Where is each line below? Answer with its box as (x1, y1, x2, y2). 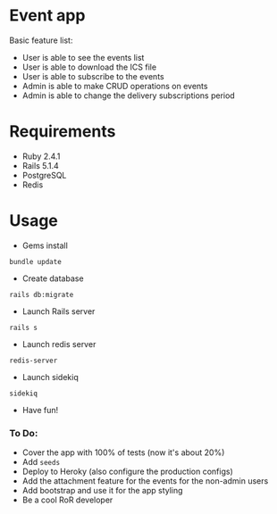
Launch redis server (21, 338, 97, 349)
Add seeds (21, 457, 61, 468)
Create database (21, 273, 84, 284)
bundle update (9, 257, 63, 266)
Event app (9, 5, 86, 26)
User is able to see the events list (21, 52, 145, 62)
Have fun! (21, 404, 59, 415)
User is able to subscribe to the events (21, 70, 164, 81)
